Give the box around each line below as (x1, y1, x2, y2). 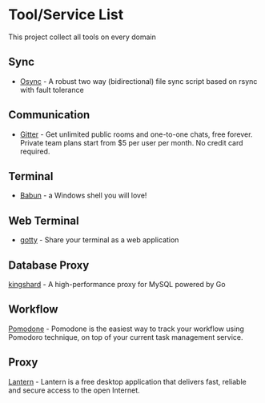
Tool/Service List (8, 6, 124, 24)
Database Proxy (8, 258, 90, 272)
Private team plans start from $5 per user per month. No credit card (19, 138, 243, 147)
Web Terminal (8, 213, 79, 227)
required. (19, 146, 50, 156)
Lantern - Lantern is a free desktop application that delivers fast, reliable (8, 377, 247, 386)
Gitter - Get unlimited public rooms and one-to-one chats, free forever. (19, 130, 253, 139)
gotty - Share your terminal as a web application (19, 235, 179, 245)
